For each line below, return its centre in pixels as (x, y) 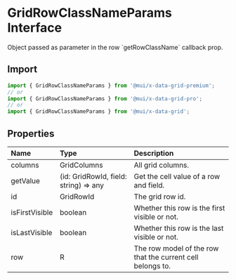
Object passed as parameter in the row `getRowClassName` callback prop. (115, 47)
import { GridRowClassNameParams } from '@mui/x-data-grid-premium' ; (111, 86)
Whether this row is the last (179, 228)
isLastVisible (32, 232)
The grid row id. (160, 196)
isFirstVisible (32, 212)
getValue (26, 180)
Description (154, 153)
